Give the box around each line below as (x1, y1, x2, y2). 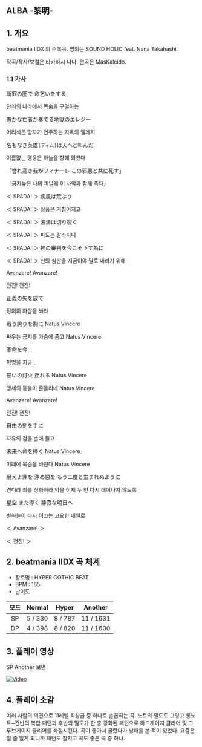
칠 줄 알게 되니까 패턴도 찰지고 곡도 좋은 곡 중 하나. (6, 734, 125, 742)
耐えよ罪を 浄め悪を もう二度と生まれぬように (6, 473, 121, 480)
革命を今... (6, 345, 33, 353)
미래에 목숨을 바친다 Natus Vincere (6, 460, 91, 468)
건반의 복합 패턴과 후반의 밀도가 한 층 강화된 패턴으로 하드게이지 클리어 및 (15, 719, 187, 726)
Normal (26, 604, 48, 612)
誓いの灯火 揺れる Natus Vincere (6, 371, 88, 379)
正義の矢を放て (6, 294, 44, 301)
